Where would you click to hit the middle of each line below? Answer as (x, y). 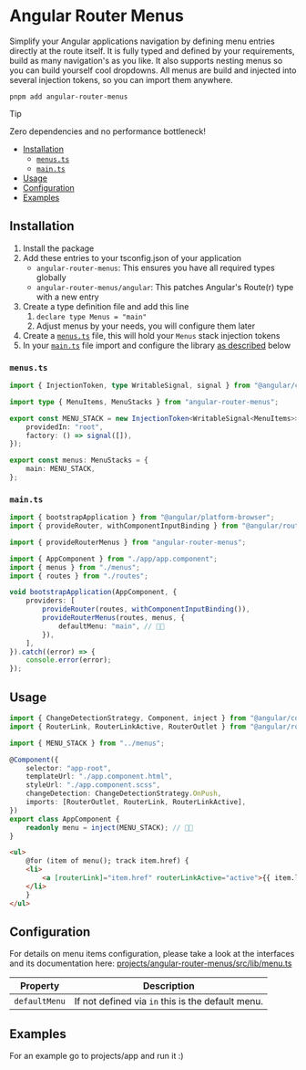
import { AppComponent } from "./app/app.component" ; (114, 559)
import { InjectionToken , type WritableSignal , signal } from (130, 386)
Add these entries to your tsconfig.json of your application (132, 257)
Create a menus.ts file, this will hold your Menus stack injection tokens (151, 335)
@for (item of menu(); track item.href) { (107, 861)
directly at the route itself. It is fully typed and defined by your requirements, (152, 50)
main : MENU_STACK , (61, 469)
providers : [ (51, 601)
